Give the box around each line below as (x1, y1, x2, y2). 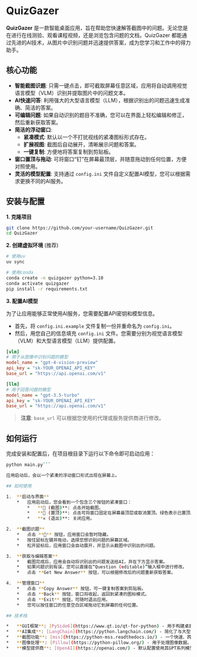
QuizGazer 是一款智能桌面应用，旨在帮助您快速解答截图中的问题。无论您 (6, 24, 183, 31)
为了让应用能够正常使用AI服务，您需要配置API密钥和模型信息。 (6, 310, 158, 317)
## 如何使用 (6, 483, 32, 489)
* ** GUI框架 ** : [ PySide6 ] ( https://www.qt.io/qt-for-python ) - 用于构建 (6, 623, 185, 629)
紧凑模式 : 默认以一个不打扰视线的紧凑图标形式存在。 (23, 134, 150, 141)
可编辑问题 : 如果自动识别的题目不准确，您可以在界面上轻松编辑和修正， (14, 111, 188, 118)
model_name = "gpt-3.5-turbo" (6, 392, 80, 398)
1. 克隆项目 (6, 213, 32, 220)
